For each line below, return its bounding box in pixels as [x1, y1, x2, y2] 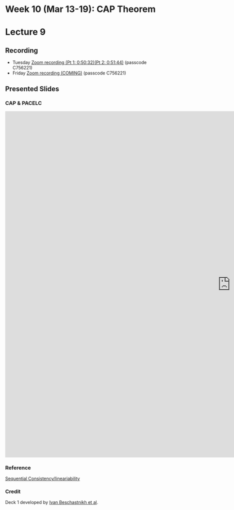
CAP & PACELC [5, 99, 42, 106]
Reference [5, 464, 31, 471]
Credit [5, 488, 21, 495]
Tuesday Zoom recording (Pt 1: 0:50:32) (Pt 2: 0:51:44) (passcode [12, 59, 147, 65]
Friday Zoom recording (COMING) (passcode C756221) [12, 70, 126, 76]
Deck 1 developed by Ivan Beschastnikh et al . [5, 500, 98, 506]
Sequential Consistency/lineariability [5, 476, 80, 482]
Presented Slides [5, 84, 59, 93]
